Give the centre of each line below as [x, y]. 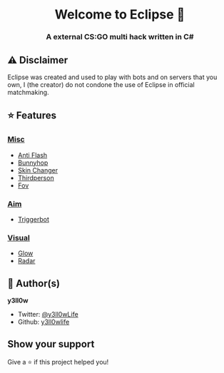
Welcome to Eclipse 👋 [120, 15]
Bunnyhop [33, 163]
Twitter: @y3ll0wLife [48, 315]
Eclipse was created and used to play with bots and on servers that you [112, 77]
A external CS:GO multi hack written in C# [120, 37]
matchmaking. [28, 92]
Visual [19, 237]
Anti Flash [32, 155]
